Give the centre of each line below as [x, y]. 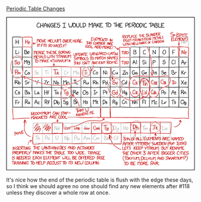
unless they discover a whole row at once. [58, 193]
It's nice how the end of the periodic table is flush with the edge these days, [100, 180]
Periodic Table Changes [36, 9]
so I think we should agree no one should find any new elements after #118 [98, 186]
